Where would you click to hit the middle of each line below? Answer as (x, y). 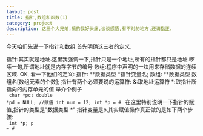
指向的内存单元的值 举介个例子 (44, 89)
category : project (29, 23)
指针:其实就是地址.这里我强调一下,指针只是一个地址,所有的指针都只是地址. (98, 59)
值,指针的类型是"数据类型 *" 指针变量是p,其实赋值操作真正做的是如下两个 (97, 110)
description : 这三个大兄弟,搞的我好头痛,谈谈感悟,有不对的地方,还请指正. (89, 29)
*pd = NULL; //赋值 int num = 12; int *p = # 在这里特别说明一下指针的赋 (101, 102)
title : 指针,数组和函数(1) (37, 17)
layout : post (23, 12)
